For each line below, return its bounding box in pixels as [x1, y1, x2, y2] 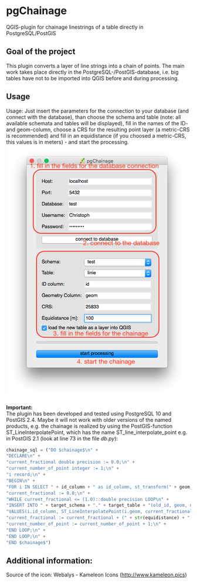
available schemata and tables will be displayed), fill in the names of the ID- [6, 119, 189, 127]
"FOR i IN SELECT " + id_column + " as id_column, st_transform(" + [6, 484, 177, 490]
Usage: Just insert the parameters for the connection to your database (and [6, 107, 189, 114]
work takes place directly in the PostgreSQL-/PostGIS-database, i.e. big [6, 69, 179, 76]
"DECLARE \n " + [6, 453, 41, 459]
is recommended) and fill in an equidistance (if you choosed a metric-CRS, [6, 132, 186, 139]
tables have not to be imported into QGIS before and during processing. [6, 74, 179, 81]
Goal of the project [6, 47, 76, 57]
